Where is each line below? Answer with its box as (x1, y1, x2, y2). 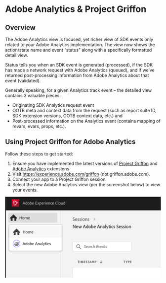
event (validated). (5, 78, 41, 83)
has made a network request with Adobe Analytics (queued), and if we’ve (5, 67, 155, 73)
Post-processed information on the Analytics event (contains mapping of (12, 118, 161, 124)
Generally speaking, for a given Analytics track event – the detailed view (5, 87, 152, 93)
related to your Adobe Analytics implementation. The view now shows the (5, 42, 155, 48)
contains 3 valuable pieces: (5, 93, 61, 98)
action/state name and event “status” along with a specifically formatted (5, 47, 152, 53)
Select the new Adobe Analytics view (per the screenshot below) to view (12, 181, 161, 187)
